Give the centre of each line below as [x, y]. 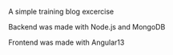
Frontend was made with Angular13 [66, 42]
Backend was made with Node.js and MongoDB [87, 27]
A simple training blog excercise [61, 12]
